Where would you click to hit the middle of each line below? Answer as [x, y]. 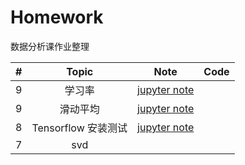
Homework [57, 17]
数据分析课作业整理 [50, 46]
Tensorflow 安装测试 [79, 128]
